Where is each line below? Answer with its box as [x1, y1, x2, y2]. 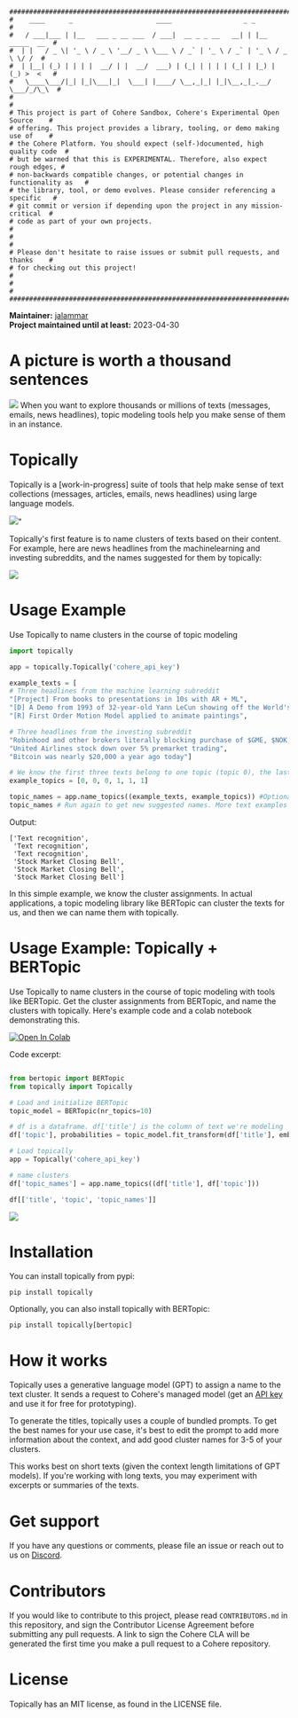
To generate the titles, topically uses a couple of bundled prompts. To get [9, 1416, 278, 1426]
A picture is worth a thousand [9, 350, 232, 371]
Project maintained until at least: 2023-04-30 [9, 319, 180, 330]
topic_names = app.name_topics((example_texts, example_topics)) [9, 793, 255, 802]
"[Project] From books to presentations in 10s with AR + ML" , [9, 695, 248, 704]
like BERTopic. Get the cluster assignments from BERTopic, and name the [9, 995, 277, 1006]
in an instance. [9, 419, 63, 429]
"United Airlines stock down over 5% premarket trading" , [9, 744, 228, 753]
